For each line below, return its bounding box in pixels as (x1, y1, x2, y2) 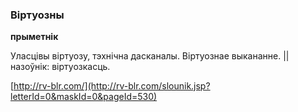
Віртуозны (10, 8, 65, 22)
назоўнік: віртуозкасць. (10, 61, 111, 73)
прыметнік (10, 31, 59, 43)
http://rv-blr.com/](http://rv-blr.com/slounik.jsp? (13, 80, 211, 92)
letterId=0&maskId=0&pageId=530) (10, 91, 158, 103)
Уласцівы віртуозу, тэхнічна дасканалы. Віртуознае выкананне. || (10, 50, 290, 62)
